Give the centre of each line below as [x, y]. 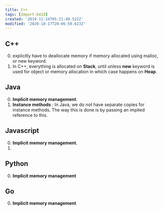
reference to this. [30, 115]
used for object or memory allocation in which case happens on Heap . [85, 72]
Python [17, 164]
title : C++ [16, 10]
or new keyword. [30, 61]
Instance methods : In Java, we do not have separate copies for [78, 105]
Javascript [22, 131]
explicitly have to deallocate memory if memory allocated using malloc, [85, 56]
